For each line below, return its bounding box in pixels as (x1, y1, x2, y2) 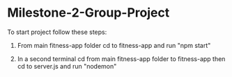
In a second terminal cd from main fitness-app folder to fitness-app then (17, 54, 226, 63)
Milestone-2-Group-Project (7, 5, 170, 21)
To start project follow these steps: (7, 28, 107, 36)
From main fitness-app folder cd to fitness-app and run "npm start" (17, 41, 211, 49)
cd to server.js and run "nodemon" (17, 62, 117, 70)
